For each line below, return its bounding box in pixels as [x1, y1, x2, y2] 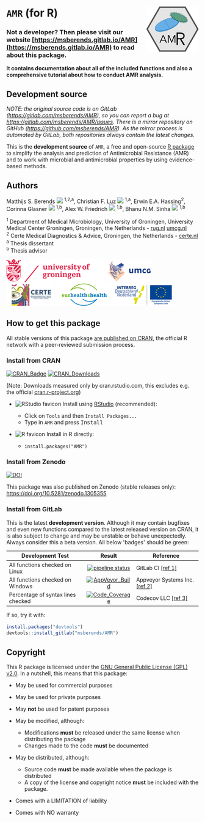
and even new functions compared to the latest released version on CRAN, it [6, 525, 199, 533]
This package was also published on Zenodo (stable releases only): [6, 483, 176, 491]
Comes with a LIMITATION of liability [15, 797, 107, 804]
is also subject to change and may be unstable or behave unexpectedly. [6, 532, 187, 539]
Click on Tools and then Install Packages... [24, 412, 137, 420]
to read [113, 43, 135, 52]
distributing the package [24, 736, 86, 743]
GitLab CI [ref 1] [136, 565, 177, 571]
